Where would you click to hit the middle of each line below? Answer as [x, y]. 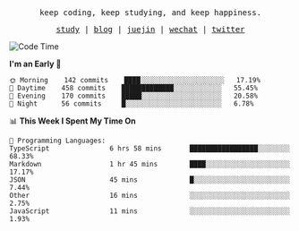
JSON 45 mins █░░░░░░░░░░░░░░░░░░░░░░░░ [150, 180]
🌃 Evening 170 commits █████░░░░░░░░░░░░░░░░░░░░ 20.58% [133, 96]
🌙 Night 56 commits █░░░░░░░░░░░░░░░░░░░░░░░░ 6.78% [132, 104]
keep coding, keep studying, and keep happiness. [150, 13]
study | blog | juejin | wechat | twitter [150, 29]
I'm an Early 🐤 [35, 64]
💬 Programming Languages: [57, 141]
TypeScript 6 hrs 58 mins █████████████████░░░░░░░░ [150, 149]
